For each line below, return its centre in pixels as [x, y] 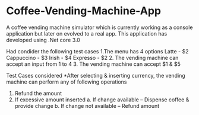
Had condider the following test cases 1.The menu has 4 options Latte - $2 [97, 51]
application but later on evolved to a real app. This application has [87, 33]
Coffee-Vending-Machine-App [84, 11]
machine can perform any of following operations [67, 82]
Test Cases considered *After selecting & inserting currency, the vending [96, 75]
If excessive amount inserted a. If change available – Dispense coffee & [102, 100]
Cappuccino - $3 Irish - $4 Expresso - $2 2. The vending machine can [92, 57]
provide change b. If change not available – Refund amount [87, 106]
